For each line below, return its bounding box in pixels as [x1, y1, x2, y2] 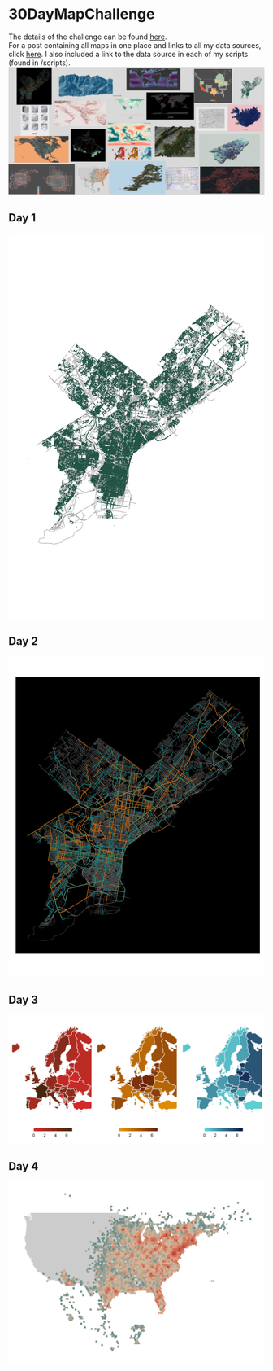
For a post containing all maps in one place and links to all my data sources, [8, 40, 262, 50]
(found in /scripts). [8, 58, 71, 68]
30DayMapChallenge [8, 5, 155, 24]
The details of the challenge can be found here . [8, 32, 168, 42]
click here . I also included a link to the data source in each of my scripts [8, 49, 249, 59]
